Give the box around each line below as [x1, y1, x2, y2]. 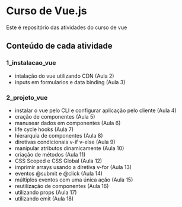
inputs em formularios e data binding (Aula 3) [14, 78, 126, 85]
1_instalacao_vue [6, 59, 56, 67]
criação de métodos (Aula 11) [14, 151, 86, 158]
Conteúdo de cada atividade [6, 41, 113, 51]
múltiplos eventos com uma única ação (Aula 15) [14, 176, 133, 183]
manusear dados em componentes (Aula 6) [14, 119, 121, 126]
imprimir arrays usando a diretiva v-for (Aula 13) [14, 163, 132, 170]
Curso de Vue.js [6, 4, 87, 18]
